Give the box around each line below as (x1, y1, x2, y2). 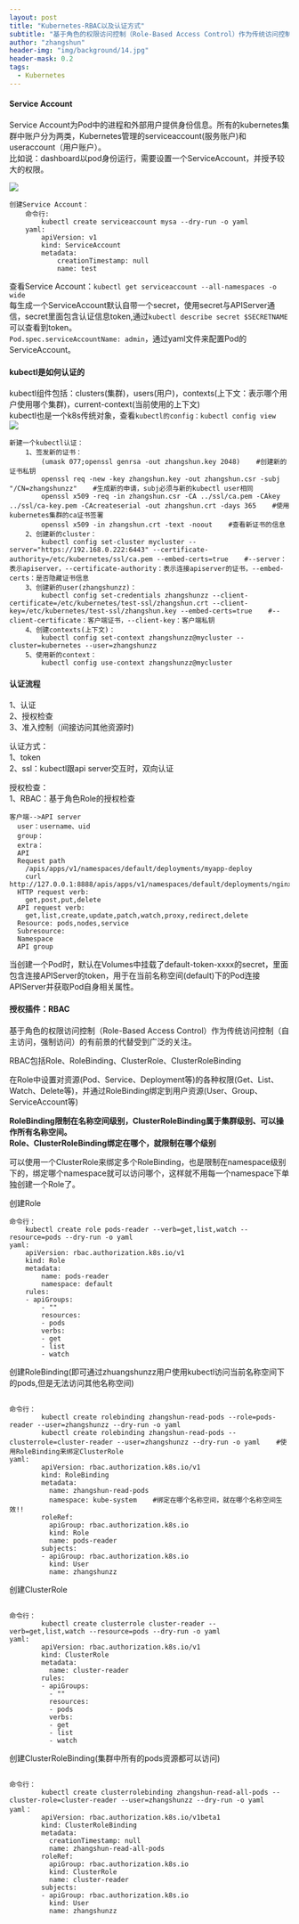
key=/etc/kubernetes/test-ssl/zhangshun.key (9, 607, 177, 616)
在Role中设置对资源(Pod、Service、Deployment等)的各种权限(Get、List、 (9, 1074, 279, 1085)
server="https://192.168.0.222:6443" (9, 545, 149, 555)
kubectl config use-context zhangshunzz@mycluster (41, 658, 233, 668)
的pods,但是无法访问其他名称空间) (9, 1377, 135, 1388)
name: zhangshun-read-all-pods (48, 1844, 166, 1853)
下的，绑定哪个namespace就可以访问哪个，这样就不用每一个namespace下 (9, 1168, 282, 1178)
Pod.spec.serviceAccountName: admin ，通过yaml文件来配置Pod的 (9, 333, 247, 344)
